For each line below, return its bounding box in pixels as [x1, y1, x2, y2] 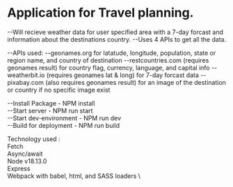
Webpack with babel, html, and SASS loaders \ [7, 172, 141, 180]
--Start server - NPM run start [7, 106, 93, 115]
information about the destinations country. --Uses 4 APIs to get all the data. [7, 35, 227, 43]
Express [7, 164, 31, 172]
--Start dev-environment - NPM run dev [7, 113, 122, 122]
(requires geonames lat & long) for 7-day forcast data [46, 71, 200, 79]
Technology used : [7, 134, 61, 143]
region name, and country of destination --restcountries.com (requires [7, 56, 209, 64]
